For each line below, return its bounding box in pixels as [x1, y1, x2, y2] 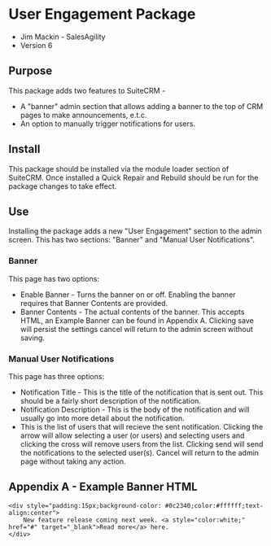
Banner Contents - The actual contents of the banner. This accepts [20, 307, 245, 317]
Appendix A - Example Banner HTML [8, 480, 198, 494]
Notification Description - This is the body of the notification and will [20, 404, 250, 414]
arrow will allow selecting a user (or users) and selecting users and [20, 430, 245, 440]
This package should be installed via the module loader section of [8, 164, 229, 173]
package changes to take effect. [8, 181, 117, 191]
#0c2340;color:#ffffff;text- [164, 501, 264, 509]
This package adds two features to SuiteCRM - [8, 85, 166, 95]
